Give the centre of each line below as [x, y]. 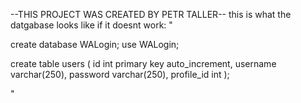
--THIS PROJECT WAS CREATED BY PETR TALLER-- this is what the [151, 14]
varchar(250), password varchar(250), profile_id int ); [120, 74]
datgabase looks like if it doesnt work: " [91, 25]
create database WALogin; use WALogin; [95, 44]
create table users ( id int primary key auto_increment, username [143, 63]
